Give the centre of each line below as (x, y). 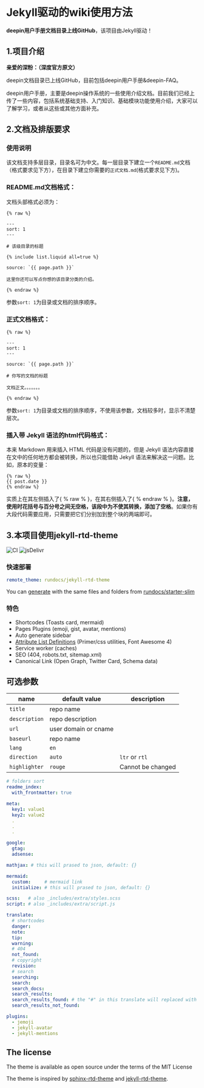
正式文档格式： (28, 319)
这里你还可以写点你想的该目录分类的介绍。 (52, 279)
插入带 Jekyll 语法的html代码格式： (58, 435)
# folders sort (25, 782)
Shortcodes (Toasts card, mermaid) (59, 622)
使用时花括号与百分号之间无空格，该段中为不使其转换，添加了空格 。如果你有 (102, 507)
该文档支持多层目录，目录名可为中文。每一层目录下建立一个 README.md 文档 (98, 162)
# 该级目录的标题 (25, 246)
